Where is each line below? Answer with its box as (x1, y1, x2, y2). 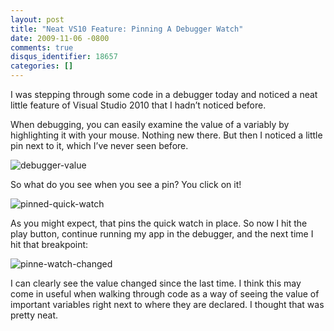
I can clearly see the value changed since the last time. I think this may (10, 277, 302, 289)
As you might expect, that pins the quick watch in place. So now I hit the (10, 217, 308, 229)
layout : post (10, 14, 65, 25)
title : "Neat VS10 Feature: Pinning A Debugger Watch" (10, 24, 244, 34)
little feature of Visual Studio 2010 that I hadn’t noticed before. (10, 99, 267, 111)
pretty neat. (10, 309, 59, 321)
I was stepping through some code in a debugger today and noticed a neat (10, 89, 318, 100)
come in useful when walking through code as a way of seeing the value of (10, 288, 320, 300)
